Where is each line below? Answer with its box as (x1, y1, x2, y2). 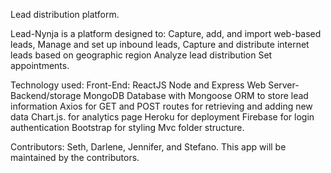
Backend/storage (10, 90, 82, 101)
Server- (268, 79, 300, 91)
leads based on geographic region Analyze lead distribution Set (10, 49, 273, 61)
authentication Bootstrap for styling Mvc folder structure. (10, 122, 245, 133)
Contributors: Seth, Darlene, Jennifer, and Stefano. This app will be (10, 141, 287, 153)
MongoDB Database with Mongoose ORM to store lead (83, 90, 309, 101)
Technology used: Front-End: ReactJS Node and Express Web (10, 79, 267, 91)
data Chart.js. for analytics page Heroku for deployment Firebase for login (10, 111, 315, 123)
